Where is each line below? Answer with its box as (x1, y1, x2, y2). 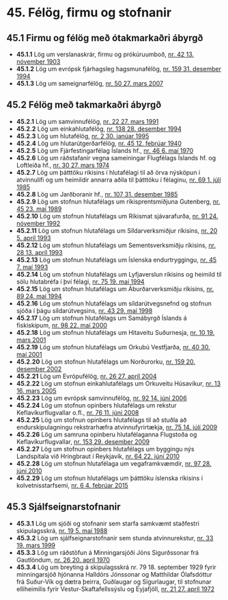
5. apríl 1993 (16, 234, 51, 242)
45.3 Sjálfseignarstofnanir (6, 501, 121, 513)
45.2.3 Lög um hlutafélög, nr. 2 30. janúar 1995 (16, 132, 149, 140)
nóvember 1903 (16, 58, 61, 66)
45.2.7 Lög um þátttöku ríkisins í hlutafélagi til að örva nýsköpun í (16, 168, 201, 176)
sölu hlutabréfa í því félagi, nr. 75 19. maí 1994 (16, 277, 145, 286)
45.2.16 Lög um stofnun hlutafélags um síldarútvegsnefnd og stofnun (16, 299, 212, 308)
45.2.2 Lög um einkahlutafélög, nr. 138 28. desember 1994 (16, 125, 182, 133)
